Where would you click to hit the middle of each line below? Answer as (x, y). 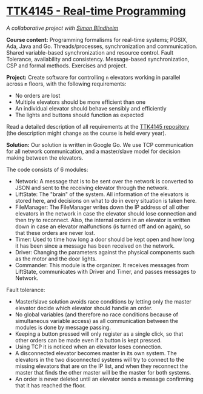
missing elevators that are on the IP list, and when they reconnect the (101, 366)
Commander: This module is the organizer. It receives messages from (102, 265)
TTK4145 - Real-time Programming (96, 11)
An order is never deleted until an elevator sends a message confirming (104, 379)
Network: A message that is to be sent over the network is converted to (104, 181)
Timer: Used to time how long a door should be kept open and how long (105, 239)
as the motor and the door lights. (56, 259)
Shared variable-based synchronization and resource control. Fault (90, 52)
